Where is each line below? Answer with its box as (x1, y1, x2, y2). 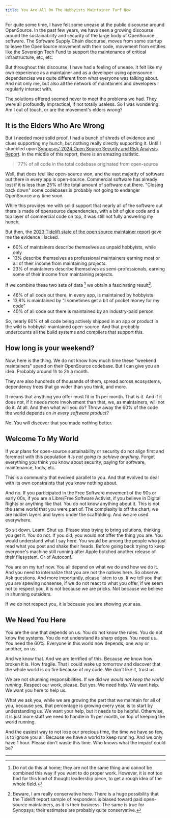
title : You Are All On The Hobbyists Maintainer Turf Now (5, 7, 131, 13)
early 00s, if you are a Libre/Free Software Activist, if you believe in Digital (5, 495, 161, 501)
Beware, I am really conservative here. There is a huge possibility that (12, 790, 159, 797)
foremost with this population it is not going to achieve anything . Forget (5, 453, 155, 460)
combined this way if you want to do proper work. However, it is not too (12, 770, 163, 776)
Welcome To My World (5, 435, 79, 443)
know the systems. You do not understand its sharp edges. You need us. (5, 634, 158, 641)
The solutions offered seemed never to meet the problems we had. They (5, 96, 157, 102)
